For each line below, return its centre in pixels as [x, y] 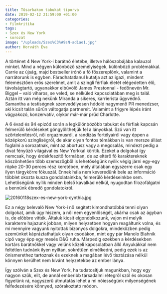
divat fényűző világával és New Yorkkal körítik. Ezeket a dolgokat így [76, 150]
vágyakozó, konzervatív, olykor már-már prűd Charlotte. [63, 114]
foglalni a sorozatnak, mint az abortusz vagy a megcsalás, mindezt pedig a [82, 145]
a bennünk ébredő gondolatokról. [39, 187]
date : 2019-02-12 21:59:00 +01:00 [41, 14]
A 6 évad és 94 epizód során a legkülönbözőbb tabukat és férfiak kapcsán [82, 124]
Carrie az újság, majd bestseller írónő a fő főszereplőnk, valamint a [74, 72]
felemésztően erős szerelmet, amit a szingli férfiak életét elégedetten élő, [81, 82]
